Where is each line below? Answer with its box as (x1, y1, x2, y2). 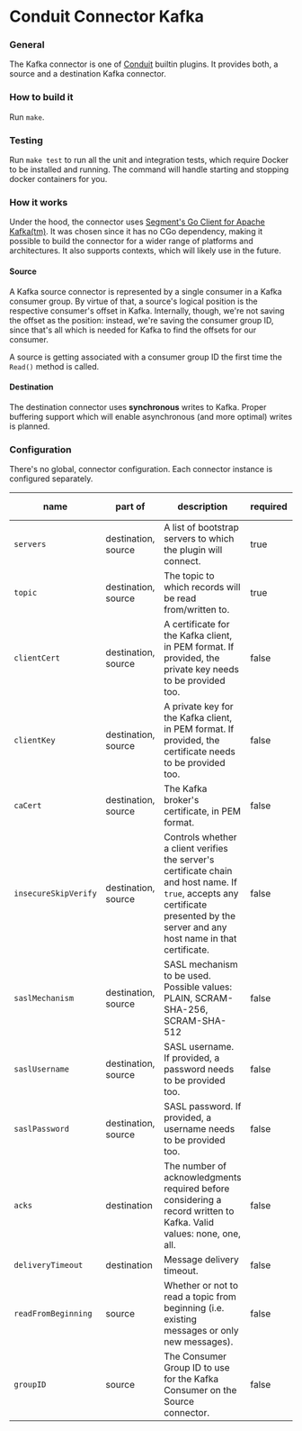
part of (115, 500, 146, 513)
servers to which (163, 533, 235, 545)
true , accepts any (163, 888, 239, 900)
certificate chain (163, 865, 233, 878)
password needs (163, 1063, 235, 1076)
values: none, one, (163, 1227, 241, 1240)
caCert (13, 800, 42, 811)
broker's (163, 794, 200, 807)
